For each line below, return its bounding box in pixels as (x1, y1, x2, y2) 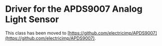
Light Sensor (5, 14, 59, 25)
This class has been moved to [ (5, 30, 70, 36)
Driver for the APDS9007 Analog (5, 3, 143, 15)
